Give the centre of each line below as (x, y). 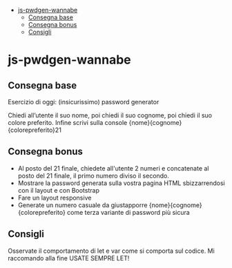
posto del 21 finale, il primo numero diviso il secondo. (94, 175)
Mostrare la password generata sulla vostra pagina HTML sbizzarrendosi (121, 183)
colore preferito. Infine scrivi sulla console (68, 123)
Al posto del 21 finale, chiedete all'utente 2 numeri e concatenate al (113, 168)
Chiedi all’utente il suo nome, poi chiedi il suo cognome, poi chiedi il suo (110, 115)
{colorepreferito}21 (35, 130)
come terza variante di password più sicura (129, 212)
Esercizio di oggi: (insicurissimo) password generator (84, 102)
